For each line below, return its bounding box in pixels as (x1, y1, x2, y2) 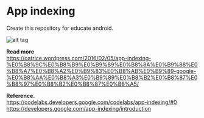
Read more (6, 47, 35, 55)
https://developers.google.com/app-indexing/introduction (6, 105, 151, 112)
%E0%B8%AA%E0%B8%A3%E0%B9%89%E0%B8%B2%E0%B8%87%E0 (6, 74, 198, 81)
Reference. (6, 92, 35, 99)
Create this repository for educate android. (6, 24, 114, 32)
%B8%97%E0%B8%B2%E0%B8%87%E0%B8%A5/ (6, 80, 139, 88)
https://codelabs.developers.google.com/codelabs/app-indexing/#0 (6, 99, 178, 106)
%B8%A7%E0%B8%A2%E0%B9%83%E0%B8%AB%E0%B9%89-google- (6, 67, 197, 74)
